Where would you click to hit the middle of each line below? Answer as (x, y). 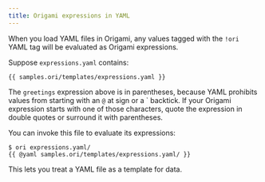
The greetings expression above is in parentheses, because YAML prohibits (133, 92)
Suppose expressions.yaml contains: (69, 62)
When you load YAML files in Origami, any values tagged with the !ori (124, 38)
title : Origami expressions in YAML (69, 16)
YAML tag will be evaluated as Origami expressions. (93, 47)
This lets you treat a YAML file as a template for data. (95, 169)
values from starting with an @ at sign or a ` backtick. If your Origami (120, 100)
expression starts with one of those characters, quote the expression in (125, 109)
